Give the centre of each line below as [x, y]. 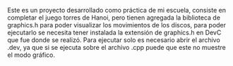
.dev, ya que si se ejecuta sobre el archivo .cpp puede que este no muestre [116, 47]
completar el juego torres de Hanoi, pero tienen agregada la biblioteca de [114, 18]
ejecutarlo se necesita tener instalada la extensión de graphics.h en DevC [114, 32]
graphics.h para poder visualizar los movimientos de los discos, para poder [117, 25]
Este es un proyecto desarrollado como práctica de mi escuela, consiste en [116, 10]
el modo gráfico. [31, 55]
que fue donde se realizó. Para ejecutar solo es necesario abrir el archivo [114, 40]
